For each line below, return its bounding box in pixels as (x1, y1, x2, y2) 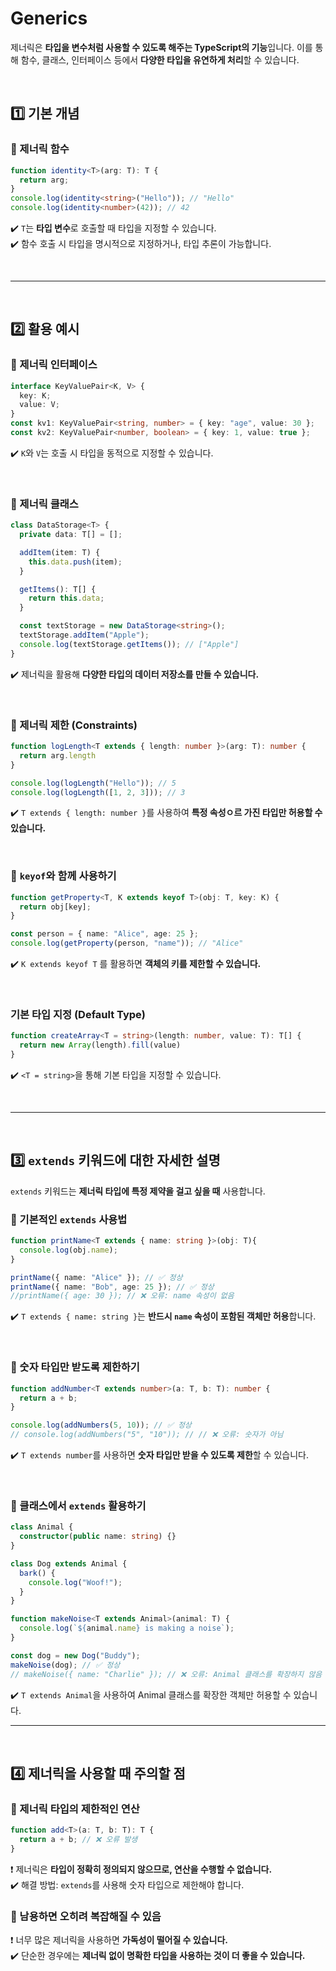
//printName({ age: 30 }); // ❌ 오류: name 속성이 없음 (10, 1291, 235, 1301)
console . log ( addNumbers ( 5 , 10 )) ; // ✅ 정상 (10, 1420, 192, 1431)
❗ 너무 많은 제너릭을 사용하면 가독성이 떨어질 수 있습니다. (10, 1934, 228, 1946)
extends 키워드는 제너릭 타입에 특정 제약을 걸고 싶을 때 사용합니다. (10, 1185, 266, 1197)
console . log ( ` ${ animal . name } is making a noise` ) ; (19, 1623, 235, 1634)
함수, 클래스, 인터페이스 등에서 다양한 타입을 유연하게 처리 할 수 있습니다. (20, 53, 300, 66)
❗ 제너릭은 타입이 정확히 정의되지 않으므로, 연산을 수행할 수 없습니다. (10, 1863, 273, 1875)
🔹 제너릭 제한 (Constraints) (10, 718, 138, 732)
